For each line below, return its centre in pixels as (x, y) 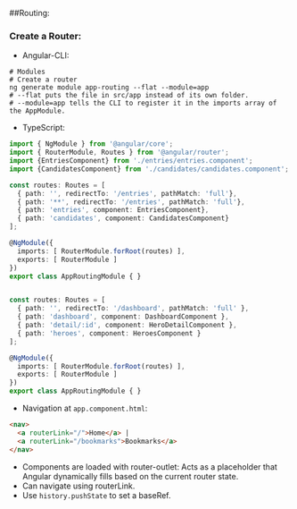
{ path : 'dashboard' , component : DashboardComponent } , (123, 317)
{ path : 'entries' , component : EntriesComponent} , (113, 210)
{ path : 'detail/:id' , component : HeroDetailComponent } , (128, 326)
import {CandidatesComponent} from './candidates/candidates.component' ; (149, 169)
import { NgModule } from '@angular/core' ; (91, 144)
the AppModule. (37, 111)
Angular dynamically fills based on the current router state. (130, 476)
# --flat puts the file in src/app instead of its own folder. (129, 96)
